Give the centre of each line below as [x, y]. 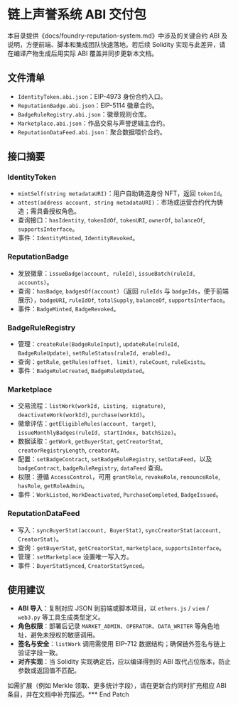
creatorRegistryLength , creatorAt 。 [70, 450]
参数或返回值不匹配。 [49, 671]
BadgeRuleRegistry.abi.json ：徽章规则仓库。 [84, 114]
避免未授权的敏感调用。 [65, 635]
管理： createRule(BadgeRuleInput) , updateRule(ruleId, [99, 344]
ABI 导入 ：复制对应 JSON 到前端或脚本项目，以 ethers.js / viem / [113, 608]
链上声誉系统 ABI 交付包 [77, 15]
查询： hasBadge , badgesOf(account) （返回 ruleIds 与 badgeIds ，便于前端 [123, 291]
